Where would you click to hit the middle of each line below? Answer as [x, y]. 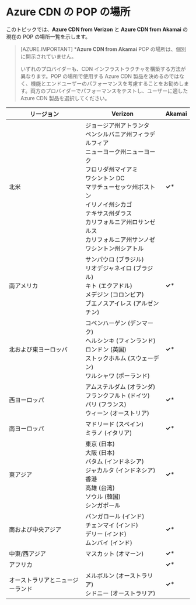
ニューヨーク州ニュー [115, 152]
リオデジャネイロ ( [111, 268]
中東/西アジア [28, 553]
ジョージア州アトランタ [118, 125]
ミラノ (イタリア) [109, 433]
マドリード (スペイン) [115, 424]
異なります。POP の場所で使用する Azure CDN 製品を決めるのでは [100, 76]
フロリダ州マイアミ [112, 169]
